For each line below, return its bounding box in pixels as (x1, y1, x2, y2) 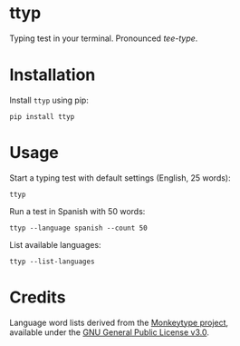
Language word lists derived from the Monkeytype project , (9, 317, 229, 328)
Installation (9, 64, 96, 85)
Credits (9, 287, 66, 307)
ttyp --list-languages (9, 257, 95, 266)
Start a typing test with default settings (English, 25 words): (9, 172, 231, 183)
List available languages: (9, 239, 101, 250)
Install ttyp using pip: (9, 94, 89, 105)
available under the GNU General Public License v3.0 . (9, 326, 210, 338)
